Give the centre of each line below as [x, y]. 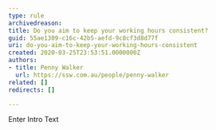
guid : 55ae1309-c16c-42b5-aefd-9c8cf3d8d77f [83, 38]
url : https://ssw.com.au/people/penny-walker [92, 75]
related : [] [28, 82]
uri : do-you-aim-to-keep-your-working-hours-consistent [103, 45]
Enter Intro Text [33, 120]
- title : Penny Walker [46, 68]
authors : [23, 61]
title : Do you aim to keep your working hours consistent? [108, 30]
